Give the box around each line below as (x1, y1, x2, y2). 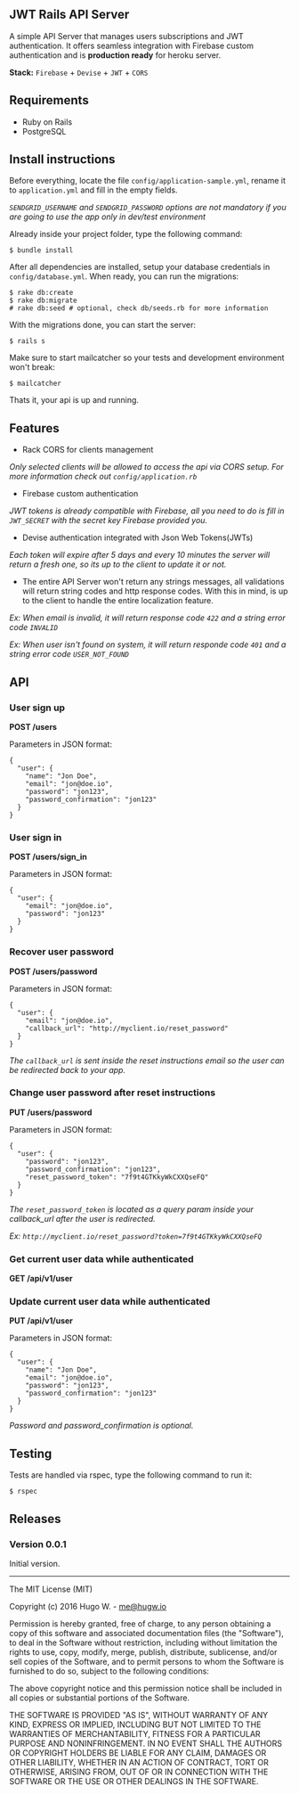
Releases (9, 1511, 61, 1527)
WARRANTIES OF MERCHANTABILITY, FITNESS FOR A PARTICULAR (9, 1728, 261, 1739)
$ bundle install (9, 246, 74, 255)
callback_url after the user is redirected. (9, 1213, 156, 1224)
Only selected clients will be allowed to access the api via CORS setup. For (9, 462, 284, 472)
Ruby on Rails (21, 116, 73, 127)
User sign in (9, 831, 62, 843)
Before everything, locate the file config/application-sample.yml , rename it (9, 176, 287, 186)
